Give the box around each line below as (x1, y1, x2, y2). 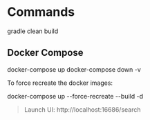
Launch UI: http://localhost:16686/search (24, 105, 141, 114)
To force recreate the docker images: (7, 79, 113, 87)
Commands (7, 4, 75, 20)
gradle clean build (7, 27, 59, 35)
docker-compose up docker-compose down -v (7, 65, 142, 73)
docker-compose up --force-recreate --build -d (7, 92, 144, 100)
